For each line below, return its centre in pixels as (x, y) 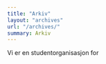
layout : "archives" (35, 20)
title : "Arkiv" (29, 14)
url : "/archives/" (34, 26)
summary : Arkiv (29, 33)
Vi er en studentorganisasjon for (53, 53)
